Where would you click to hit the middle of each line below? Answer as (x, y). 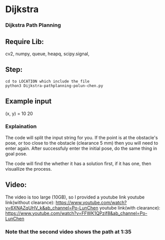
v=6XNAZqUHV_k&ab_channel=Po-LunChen (52, 208)
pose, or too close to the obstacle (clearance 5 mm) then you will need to (82, 143)
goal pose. (16, 153)
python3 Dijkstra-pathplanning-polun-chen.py (54, 86)
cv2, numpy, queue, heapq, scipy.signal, (47, 54)
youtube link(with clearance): (130, 208)
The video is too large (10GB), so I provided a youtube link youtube (75, 197)
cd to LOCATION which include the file (47, 81)
